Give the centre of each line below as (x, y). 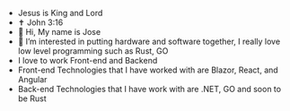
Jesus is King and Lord (60, 13)
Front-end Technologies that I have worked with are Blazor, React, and (148, 70)
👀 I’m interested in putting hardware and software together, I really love (149, 41)
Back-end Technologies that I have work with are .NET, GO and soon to (149, 89)
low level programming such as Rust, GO (93, 51)
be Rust (32, 98)
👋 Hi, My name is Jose (59, 32)
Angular (32, 79)
